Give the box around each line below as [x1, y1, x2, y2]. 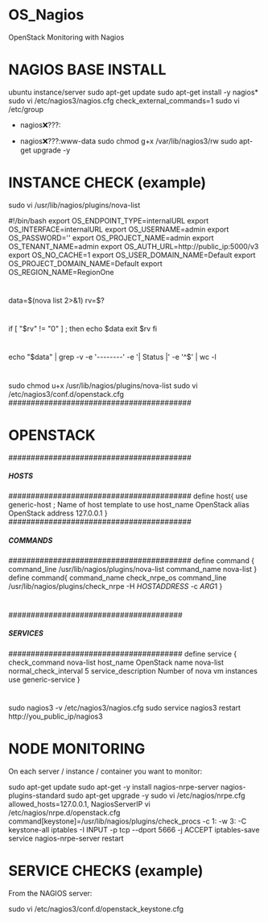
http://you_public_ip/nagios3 [8, 711, 103, 721]
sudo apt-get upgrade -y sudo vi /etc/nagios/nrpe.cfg [67, 791, 245, 800]
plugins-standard [8, 791, 66, 800]
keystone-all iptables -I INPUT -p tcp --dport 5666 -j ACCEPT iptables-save [8, 824, 260, 834]
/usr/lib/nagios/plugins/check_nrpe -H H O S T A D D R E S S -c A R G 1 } [8, 582, 223, 591]
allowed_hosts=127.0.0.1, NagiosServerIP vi [8, 799, 150, 808]
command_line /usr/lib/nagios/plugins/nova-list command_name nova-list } [8, 565, 258, 574]
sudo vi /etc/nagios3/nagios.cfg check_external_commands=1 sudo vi [8, 95, 240, 106]
